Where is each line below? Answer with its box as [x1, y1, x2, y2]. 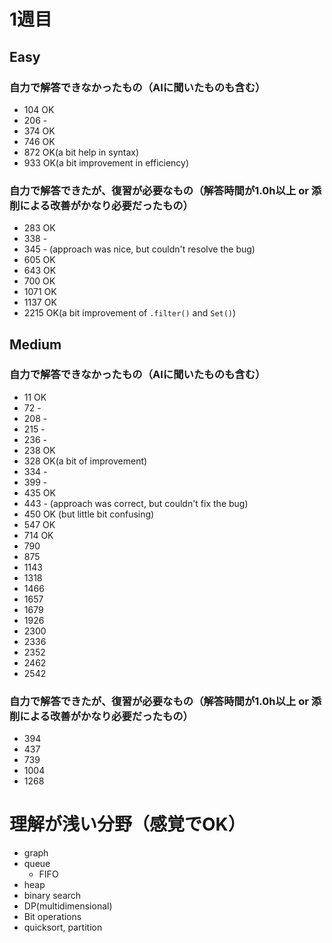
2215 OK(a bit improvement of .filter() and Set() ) [23, 307, 237, 319]
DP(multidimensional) [23, 900, 113, 912]
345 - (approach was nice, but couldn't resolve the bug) [23, 243, 256, 255]
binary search [23, 890, 82, 902]
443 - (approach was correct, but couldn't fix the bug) [23, 497, 249, 509]
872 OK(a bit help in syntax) [23, 146, 140, 158]
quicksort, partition [23, 921, 103, 934]
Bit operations [23, 911, 82, 923]
